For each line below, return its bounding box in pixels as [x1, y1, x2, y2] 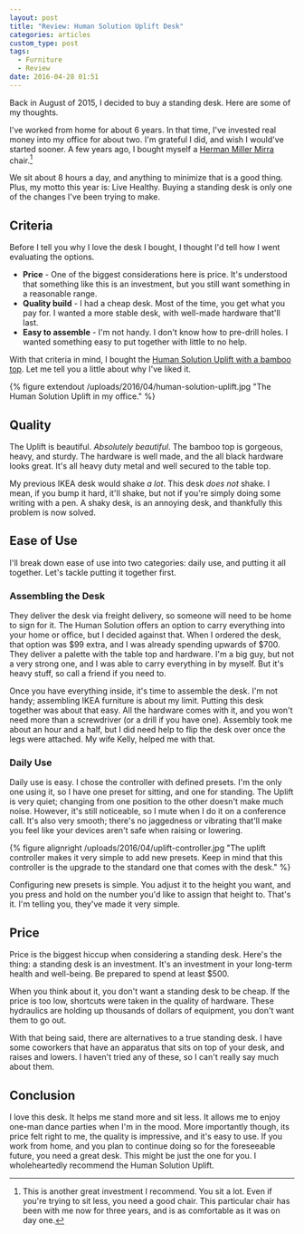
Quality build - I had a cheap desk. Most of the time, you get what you [22, 298, 286, 309]
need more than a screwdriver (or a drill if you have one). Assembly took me [9, 714, 293, 725]
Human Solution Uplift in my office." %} [9, 391, 156, 402]
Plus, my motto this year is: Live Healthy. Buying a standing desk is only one [9, 182, 292, 193]
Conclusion [9, 1087, 76, 1103]
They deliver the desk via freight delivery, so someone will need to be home [9, 610, 292, 621]
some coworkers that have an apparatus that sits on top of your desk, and [9, 1042, 285, 1053]
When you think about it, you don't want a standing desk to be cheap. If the [9, 986, 290, 997]
